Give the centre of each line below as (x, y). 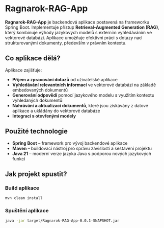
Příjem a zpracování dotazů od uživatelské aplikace (65, 79)
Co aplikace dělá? (33, 58)
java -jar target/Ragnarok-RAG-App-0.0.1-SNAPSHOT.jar (62, 221)
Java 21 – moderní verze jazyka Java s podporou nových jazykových (82, 153)
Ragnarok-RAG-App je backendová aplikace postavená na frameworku (77, 22)
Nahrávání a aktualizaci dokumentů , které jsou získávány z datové (80, 105)
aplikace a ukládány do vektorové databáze (56, 111)
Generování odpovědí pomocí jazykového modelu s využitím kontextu (83, 95)
